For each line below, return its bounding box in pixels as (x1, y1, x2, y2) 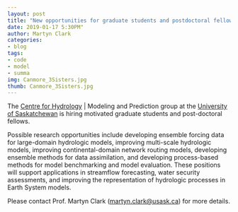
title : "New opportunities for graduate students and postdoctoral (7, 17, 211, 24)
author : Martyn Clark (7, 30, 72, 37)
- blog (7, 43, 27, 50)
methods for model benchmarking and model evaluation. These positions (7, 160, 221, 170)
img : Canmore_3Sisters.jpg (7, 76, 87, 83)
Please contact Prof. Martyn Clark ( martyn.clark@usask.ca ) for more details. (7, 197, 230, 206)
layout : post (7, 10, 46, 18)
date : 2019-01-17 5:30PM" (7, 23, 84, 30)
